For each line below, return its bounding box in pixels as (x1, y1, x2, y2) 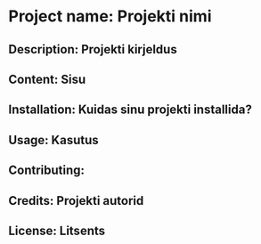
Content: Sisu (8, 71, 86, 86)
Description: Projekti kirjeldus (8, 42, 177, 57)
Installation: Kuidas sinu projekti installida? (8, 102, 253, 118)
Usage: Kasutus (8, 132, 99, 148)
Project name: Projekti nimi (8, 6, 212, 27)
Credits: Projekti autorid (8, 193, 144, 208)
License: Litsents (8, 223, 106, 238)
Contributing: (8, 163, 86, 178)
